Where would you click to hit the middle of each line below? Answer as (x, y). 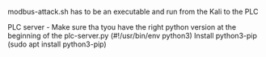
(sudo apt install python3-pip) (57, 44)
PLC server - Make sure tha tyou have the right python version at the (122, 27)
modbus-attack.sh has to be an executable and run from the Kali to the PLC (133, 12)
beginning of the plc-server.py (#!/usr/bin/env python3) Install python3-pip (133, 36)
